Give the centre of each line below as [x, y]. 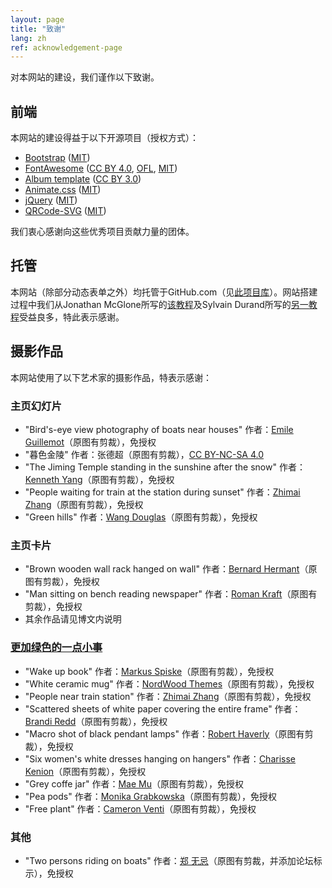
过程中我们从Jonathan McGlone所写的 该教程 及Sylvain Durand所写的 [151, 304]
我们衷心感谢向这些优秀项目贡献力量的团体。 [102, 232]
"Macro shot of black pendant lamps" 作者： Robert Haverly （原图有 [164, 733]
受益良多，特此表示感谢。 [72, 317]
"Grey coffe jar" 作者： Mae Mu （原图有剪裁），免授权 [134, 783]
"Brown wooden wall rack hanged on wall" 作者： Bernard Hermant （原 [171, 569]
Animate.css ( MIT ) [63, 190]
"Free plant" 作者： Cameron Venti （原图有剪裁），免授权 [140, 808]
